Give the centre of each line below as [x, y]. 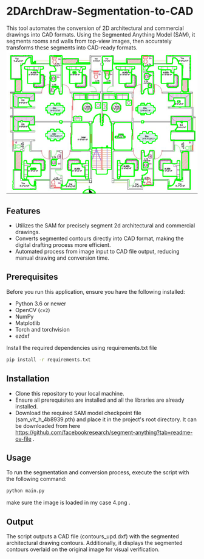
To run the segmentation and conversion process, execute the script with [98, 472]
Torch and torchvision [42, 329]
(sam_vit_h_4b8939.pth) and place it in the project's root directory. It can [106, 419]
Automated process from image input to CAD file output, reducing [97, 252]
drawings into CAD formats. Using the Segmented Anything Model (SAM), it [101, 34]
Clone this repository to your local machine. [70, 393]
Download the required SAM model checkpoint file [78, 413]
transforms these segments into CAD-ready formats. [72, 48]
